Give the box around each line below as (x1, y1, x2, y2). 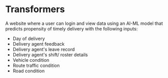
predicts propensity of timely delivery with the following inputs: (5, 25, 138, 31)
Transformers (5, 4, 65, 15)
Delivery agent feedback (12, 41, 65, 47)
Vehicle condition (12, 57, 50, 63)
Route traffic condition (12, 62, 60, 68)
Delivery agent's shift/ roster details (12, 52, 88, 58)
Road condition (12, 67, 45, 74)
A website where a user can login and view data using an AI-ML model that (5, 20, 163, 26)
